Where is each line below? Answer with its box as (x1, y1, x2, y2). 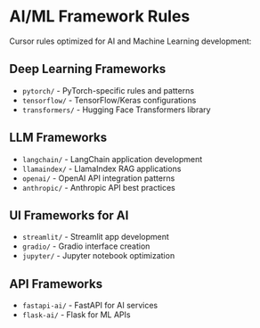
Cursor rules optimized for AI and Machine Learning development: (9, 36, 252, 46)
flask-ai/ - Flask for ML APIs (21, 309, 131, 320)
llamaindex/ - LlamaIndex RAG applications (21, 163, 182, 174)
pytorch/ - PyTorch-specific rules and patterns (21, 85, 194, 95)
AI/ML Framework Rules (9, 6, 191, 27)
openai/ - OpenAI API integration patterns (21, 172, 175, 184)
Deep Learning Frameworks (9, 61, 167, 77)
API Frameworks (9, 276, 103, 291)
